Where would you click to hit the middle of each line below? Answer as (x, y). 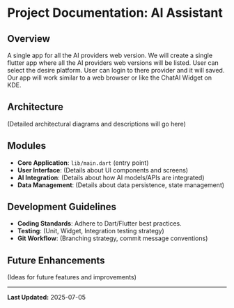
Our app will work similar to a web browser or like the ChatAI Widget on (110, 78)
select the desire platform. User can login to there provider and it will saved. (116, 70)
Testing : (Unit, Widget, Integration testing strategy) (91, 231)
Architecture (36, 107)
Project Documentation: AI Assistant (115, 13)
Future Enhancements (56, 260)
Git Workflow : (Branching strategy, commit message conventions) (112, 238)
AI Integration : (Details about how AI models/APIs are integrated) (111, 177)
